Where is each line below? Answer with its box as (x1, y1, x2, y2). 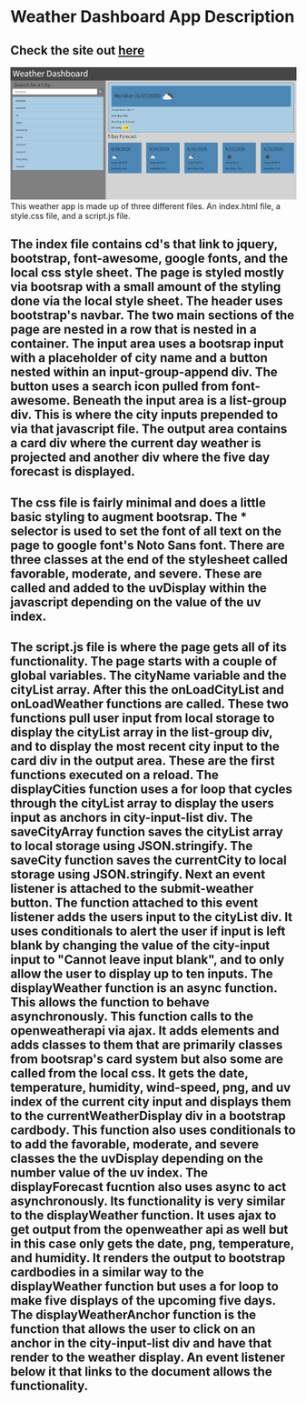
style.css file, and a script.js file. (10, 211, 131, 222)
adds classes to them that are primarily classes (10, 1037, 283, 1053)
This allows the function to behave (10, 995, 210, 1010)
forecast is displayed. (10, 464, 135, 479)
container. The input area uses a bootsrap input (10, 336, 284, 352)
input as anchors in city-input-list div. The (10, 810, 253, 826)
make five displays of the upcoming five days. (10, 1293, 276, 1308)
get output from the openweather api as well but (10, 1222, 289, 1237)
